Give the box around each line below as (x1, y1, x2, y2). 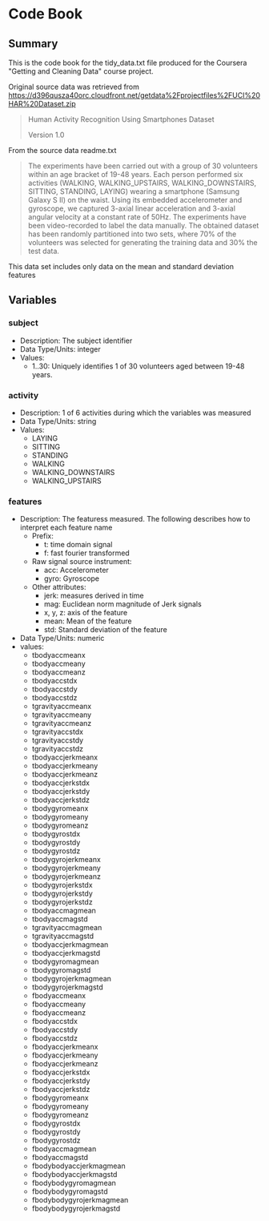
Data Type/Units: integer (19, 344, 102, 353)
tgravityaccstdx (31, 727, 84, 737)
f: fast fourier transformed (43, 548, 130, 558)
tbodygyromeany (31, 812, 89, 822)
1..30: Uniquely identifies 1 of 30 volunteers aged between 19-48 (31, 361, 245, 371)
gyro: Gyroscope (43, 574, 100, 583)
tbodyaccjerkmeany (31, 761, 98, 771)
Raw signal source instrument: (31, 557, 132, 566)
